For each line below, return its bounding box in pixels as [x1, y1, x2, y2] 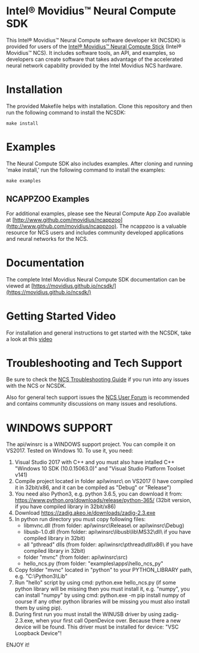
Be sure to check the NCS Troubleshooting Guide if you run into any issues [6, 376, 189, 383]
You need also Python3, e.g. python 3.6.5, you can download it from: [14, 490, 183, 497]
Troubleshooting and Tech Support [6, 356, 182, 370]
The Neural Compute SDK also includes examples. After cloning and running [6, 160, 193, 167]
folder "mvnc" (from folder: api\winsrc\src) [23, 553, 128, 561]
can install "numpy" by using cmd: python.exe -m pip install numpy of [14, 592, 186, 599]
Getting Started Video [6, 309, 116, 323]
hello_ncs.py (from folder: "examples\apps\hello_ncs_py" [23, 560, 163, 567]
